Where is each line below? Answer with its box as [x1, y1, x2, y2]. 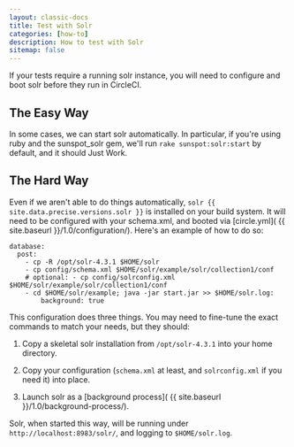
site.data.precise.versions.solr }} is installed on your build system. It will [9, 205, 286, 217]
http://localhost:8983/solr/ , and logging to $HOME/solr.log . [9, 427, 233, 438]
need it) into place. [21, 374, 91, 385]
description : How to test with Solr [9, 37, 144, 47]
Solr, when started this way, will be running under [9, 418, 189, 428]
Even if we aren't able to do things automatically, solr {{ [9, 197, 216, 207]
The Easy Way [9, 105, 89, 120]
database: [9, 242, 46, 250]
